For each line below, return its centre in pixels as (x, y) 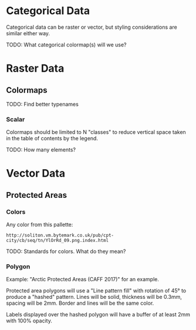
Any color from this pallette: (40, 225)
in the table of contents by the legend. (52, 139)
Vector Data (36, 174)
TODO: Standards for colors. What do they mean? (66, 251)
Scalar (16, 119)
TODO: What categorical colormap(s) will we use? (67, 45)
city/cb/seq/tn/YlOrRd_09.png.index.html (58, 241)
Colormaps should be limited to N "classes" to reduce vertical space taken (96, 132)
